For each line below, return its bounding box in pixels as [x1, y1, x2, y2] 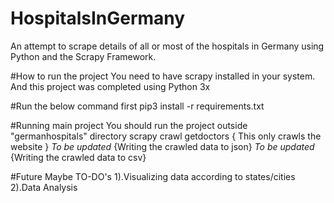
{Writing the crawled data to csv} [10, 151, 147, 163]
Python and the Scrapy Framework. [10, 50, 157, 62]
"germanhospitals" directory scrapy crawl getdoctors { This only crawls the [10, 130, 322, 142]
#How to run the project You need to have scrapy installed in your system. [10, 70, 316, 82]
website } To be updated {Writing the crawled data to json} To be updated [10, 140, 315, 152]
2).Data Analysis [10, 181, 78, 193]
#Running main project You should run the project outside [10, 119, 248, 131]
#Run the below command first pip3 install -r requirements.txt [10, 100, 265, 112]
